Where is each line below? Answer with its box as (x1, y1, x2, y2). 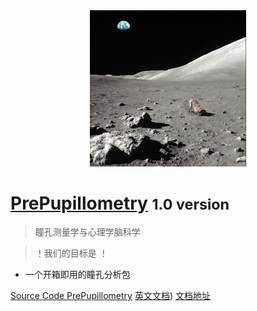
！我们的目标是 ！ (34, 247, 108, 259)
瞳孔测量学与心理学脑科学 (34, 226, 141, 238)
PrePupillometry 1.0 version (10, 192, 230, 214)
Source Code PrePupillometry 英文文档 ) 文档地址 (10, 290, 211, 302)
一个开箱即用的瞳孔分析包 (24, 269, 131, 281)
